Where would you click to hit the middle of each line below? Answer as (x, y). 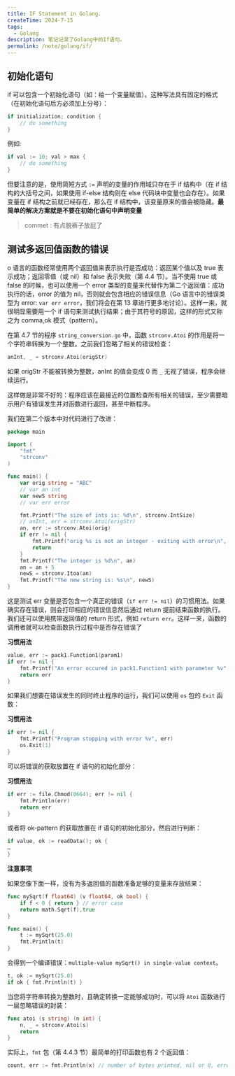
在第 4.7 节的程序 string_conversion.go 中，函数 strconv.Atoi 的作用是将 (113, 335)
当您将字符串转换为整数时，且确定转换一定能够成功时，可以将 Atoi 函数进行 (116, 996)
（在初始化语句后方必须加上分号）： (58, 103)
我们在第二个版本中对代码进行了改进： (62, 418)
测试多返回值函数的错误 (58, 249)
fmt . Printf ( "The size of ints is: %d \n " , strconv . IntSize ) (108, 515)
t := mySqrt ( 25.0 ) (47, 935)
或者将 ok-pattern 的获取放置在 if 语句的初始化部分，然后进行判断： (104, 828)
